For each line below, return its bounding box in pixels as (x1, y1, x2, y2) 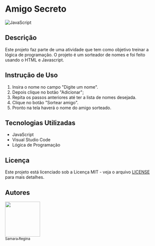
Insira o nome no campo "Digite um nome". (12, 84, 99, 90)
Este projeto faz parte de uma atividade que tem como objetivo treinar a (5, 46, 149, 52)
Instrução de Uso (5, 71, 58, 79)
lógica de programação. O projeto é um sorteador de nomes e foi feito (5, 52, 146, 57)
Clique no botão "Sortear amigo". (12, 99, 79, 105)
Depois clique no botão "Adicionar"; (12, 89, 84, 95)
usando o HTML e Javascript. (5, 57, 64, 63)
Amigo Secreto (5, 3, 67, 15)
